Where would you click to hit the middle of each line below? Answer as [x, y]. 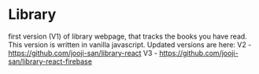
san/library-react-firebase [50, 61]
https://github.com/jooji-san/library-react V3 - [83, 53]
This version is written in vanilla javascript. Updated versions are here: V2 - [130, 44]
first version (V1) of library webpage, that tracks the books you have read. [128, 36]
